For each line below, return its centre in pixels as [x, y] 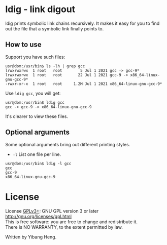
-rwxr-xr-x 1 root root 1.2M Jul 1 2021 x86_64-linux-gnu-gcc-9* [84, 84]
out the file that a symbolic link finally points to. [55, 28]
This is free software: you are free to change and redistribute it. [72, 222]
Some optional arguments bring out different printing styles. [68, 144]
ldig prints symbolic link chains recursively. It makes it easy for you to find [82, 23]
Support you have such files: [35, 57]
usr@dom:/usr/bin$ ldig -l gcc [38, 164]
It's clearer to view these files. [37, 116]
